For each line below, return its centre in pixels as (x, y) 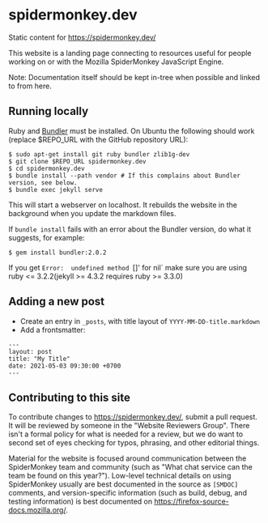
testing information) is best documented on (80, 502)
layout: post (30, 351)
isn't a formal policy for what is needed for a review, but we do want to (126, 434)
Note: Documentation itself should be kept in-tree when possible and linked (134, 77)
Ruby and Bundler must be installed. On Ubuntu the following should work (132, 130)
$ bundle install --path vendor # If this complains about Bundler (125, 176)
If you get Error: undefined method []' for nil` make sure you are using (128, 267)
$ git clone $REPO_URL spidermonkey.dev (78, 161)
